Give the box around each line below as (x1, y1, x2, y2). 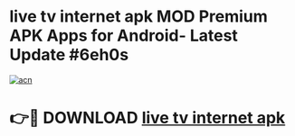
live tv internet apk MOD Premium (9, 6, 269, 27)
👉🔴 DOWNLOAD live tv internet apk (9, 108, 286, 128)
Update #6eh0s (9, 45, 129, 65)
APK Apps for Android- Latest (9, 25, 238, 46)
